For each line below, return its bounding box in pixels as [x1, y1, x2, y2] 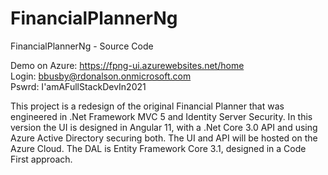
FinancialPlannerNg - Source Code [10, 40, 154, 52]
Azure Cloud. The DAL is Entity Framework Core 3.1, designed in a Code [10, 142, 307, 154]
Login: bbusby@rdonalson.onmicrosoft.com [10, 70, 192, 82]
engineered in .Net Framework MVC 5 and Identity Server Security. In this [10, 110, 313, 122]
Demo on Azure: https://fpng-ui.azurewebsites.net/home [10, 59, 245, 71]
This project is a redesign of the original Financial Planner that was [10, 100, 285, 112]
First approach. [10, 153, 73, 165]
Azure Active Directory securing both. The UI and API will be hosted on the [10, 132, 318, 144]
